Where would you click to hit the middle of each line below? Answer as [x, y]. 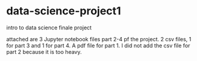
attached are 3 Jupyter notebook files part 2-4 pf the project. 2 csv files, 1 [99, 39]
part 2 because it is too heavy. [44, 51]
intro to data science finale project [49, 28]
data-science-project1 [64, 11]
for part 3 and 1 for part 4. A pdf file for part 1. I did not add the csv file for [98, 45]
